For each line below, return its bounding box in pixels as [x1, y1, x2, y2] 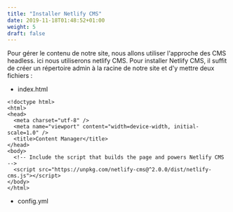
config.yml [17, 197, 49, 206]
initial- [173, 124, 199, 131]
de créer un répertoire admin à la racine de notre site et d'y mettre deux [7, 64, 215, 72]
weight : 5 [7, 23, 36, 30]
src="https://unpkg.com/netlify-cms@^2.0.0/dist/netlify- [38, 166, 212, 173]
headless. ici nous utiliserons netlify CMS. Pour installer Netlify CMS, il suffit [7, 57, 227, 65]
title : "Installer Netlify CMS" [7, 10, 102, 18]
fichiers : [7, 72, 33, 80]
